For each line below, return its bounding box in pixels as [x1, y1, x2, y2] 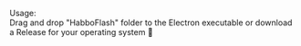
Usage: [9, 8, 36, 18]
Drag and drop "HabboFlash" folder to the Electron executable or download [9, 17, 293, 28]
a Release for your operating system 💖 [9, 27, 153, 37]
